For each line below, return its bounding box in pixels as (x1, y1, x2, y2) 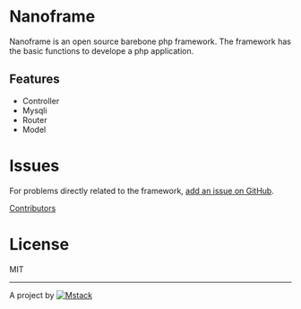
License (9, 234, 70, 254)
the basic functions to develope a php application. (9, 45, 194, 56)
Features (9, 72, 60, 87)
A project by (9, 289, 55, 300)
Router (21, 114, 47, 125)
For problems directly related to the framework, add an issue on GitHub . (9, 185, 275, 196)
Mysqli (21, 105, 47, 116)
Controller (21, 95, 60, 106)
